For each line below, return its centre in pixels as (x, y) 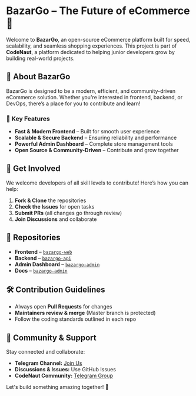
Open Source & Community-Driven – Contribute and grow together (97, 150)
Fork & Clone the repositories (50, 200)
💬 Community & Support (52, 338)
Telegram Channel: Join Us (48, 363)
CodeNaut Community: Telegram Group (64, 376)
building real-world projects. (40, 58)
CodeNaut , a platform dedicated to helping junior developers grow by (91, 52)
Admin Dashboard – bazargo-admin (57, 264)
